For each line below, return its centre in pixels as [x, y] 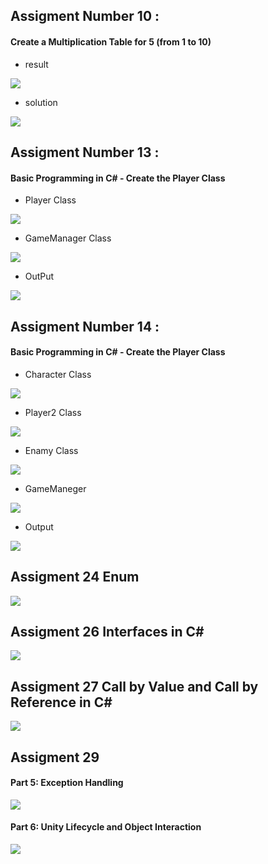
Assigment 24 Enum [75, 577]
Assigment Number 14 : [85, 326]
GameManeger [55, 488]
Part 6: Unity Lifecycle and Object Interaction [106, 827]
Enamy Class [51, 450]
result [36, 64]
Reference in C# [61, 702]
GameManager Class [68, 238]
